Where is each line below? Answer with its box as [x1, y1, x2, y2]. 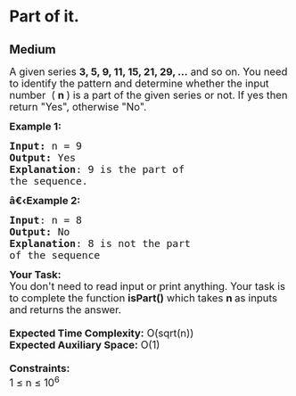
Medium [9, 42, 56, 57]
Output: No [9, 226, 70, 238]
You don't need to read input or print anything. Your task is [9, 280, 286, 293]
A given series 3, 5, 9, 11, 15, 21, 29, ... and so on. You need [9, 65, 288, 78]
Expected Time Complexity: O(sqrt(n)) [9, 327, 194, 340]
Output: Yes [9, 152, 77, 164]
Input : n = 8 [9, 214, 83, 227]
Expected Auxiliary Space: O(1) [9, 339, 160, 351]
